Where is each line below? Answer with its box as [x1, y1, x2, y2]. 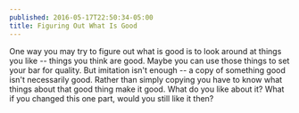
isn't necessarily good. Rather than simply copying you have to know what [9, 74, 283, 85]
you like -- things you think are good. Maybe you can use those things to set [9, 55, 290, 66]
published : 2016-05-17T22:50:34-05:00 [9, 12, 154, 22]
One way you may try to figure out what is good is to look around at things [9, 45, 282, 56]
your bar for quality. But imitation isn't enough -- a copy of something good [9, 64, 286, 76]
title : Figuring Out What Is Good [9, 21, 138, 30]
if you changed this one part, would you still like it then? [9, 93, 214, 103]
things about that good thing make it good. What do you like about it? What [9, 84, 285, 94]
